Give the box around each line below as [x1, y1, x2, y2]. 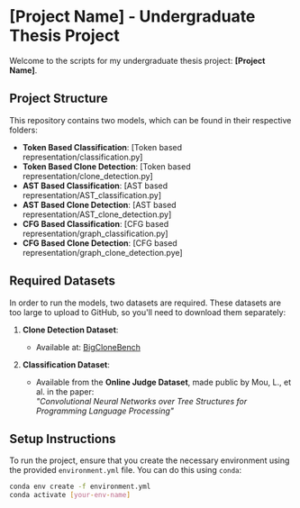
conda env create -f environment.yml [9, 482, 151, 492]
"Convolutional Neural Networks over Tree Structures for [35, 395, 248, 406]
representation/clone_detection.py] [22, 170, 153, 181]
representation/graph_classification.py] [22, 228, 168, 239]
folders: [9, 124, 38, 135]
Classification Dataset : [22, 358, 110, 370]
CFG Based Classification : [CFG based [22, 218, 169, 229]
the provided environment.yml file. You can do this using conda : [9, 465, 242, 476]
